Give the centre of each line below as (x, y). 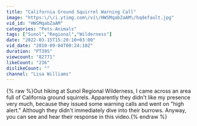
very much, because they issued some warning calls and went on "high (95, 104)
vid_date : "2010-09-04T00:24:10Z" (50, 46)
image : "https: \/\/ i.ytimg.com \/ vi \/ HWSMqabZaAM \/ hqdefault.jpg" (90, 18)
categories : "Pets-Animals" (42, 29)
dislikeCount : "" (28, 68)
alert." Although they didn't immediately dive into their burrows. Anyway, (96, 110)
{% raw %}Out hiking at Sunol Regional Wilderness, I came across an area (99, 91)
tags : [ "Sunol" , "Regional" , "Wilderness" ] (59, 35)
